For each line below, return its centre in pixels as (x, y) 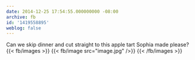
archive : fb (21, 17)
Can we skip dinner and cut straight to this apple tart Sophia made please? (98, 45)
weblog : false (24, 28)
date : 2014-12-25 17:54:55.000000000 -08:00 (62, 11)
